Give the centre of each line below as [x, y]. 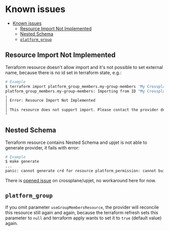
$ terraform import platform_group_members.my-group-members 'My [75, 87]
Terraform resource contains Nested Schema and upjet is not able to [76, 142]
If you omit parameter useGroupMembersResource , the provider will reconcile [82, 207]
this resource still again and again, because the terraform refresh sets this [82, 212]
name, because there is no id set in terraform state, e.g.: [63, 72]
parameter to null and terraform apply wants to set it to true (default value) [83, 218]
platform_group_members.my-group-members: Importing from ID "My [75, 91]
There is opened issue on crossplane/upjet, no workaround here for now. [81, 181]
